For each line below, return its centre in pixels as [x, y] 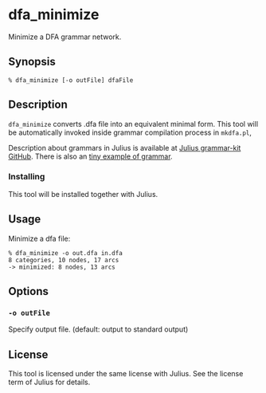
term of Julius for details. [49, 382]
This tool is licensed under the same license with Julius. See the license [126, 374]
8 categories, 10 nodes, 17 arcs [64, 260]
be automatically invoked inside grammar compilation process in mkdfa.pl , [130, 132]
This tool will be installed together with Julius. [83, 194]
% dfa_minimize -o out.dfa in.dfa [66, 253]
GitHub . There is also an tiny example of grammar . [90, 156]
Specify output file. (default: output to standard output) [98, 329]
